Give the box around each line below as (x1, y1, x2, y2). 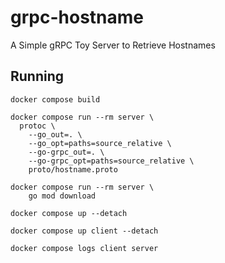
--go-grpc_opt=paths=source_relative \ (28, 156, 195, 166)
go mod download (28, 191, 97, 201)
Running (10, 68, 65, 85)
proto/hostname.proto (28, 164, 118, 175)
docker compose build (10, 94, 101, 105)
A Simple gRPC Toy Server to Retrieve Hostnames (10, 39, 216, 51)
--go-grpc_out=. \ (28, 147, 105, 157)
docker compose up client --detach (10, 226, 159, 236)
